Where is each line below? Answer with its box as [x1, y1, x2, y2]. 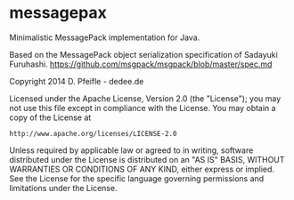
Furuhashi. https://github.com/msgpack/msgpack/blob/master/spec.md [9, 59, 273, 69]
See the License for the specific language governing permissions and [9, 172, 265, 184]
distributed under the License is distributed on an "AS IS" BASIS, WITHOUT [9, 154, 285, 164]
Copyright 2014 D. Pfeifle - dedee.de [9, 76, 144, 86]
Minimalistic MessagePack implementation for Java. [9, 32, 200, 43]
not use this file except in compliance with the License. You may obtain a [9, 102, 276, 113]
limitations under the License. [9, 182, 118, 193]
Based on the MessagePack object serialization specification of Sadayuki [9, 49, 278, 60]
